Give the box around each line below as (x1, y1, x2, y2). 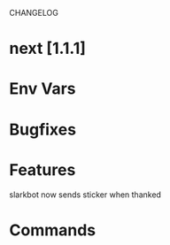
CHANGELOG (9, 8, 59, 18)
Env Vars (9, 79, 76, 99)
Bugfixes (9, 119, 77, 140)
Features (9, 159, 76, 180)
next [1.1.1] (9, 39, 87, 58)
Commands (9, 220, 97, 240)
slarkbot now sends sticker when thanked (9, 189, 162, 200)
